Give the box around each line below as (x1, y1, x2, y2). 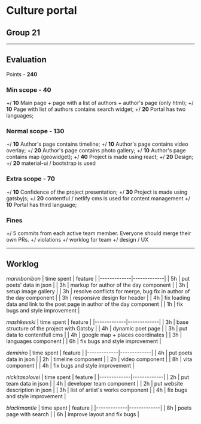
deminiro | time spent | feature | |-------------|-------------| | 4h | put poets (6, 349, 193, 356)
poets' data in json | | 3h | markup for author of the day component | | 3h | (6, 281, 188, 288)
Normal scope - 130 (6, 127, 65, 136)
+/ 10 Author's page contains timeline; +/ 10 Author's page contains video (6, 140, 188, 148)
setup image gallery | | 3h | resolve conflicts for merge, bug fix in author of (6, 287, 190, 294)
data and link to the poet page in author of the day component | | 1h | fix (6, 300, 184, 308)
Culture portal (6, 4, 77, 17)
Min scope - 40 (6, 85, 52, 94)
